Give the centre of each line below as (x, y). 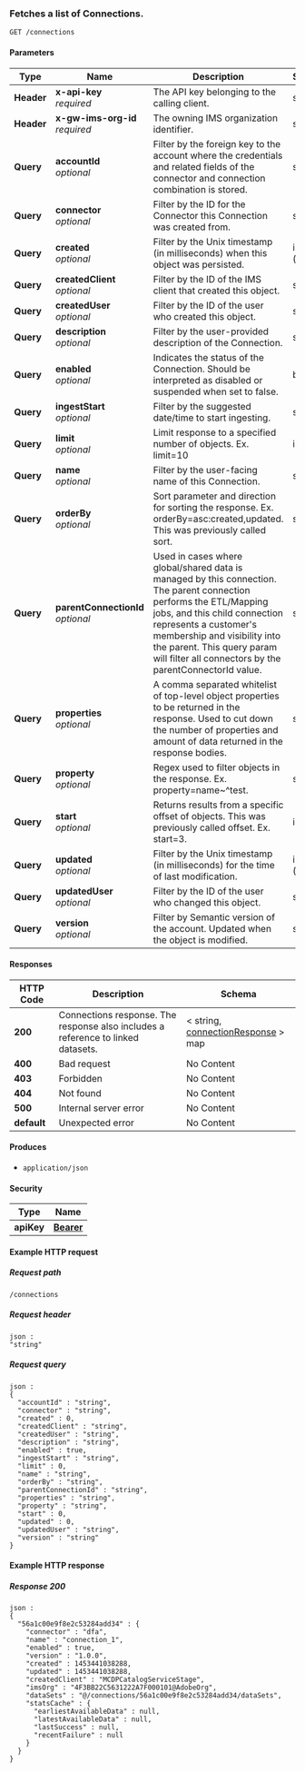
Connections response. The (118, 1015)
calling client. (181, 103)
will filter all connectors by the (217, 658)
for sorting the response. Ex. (213, 507)
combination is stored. (200, 189)
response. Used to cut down (213, 718)
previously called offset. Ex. (212, 827)
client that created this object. (216, 291)
